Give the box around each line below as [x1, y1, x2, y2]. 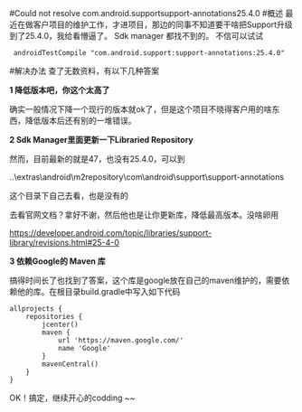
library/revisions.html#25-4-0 [9, 238, 120, 248]
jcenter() [42, 320, 79, 329]
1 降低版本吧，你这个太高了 [9, 85, 110, 95]
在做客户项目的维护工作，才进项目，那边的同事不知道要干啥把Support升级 [16, 19, 293, 30]
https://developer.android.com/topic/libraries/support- [9, 228, 212, 238]
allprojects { [9, 304, 63, 314]
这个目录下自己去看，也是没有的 [9, 191, 128, 201]
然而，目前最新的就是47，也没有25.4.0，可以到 [9, 154, 185, 164]
